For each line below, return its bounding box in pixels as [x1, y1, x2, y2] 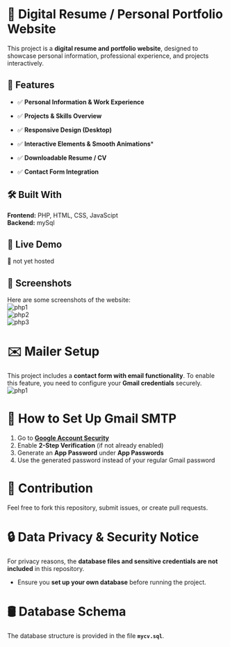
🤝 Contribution [7, 480, 94, 496]
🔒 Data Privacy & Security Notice [7, 529, 199, 545]
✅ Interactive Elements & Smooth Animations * [17, 139, 154, 148]
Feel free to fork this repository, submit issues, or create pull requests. [7, 503, 208, 512]
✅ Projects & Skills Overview [17, 112, 102, 120]
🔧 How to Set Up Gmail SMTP [7, 411, 177, 427]
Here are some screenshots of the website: [7, 296, 131, 304]
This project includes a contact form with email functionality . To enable [7, 372, 215, 380]
